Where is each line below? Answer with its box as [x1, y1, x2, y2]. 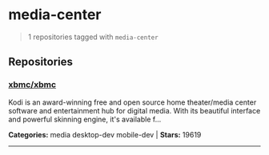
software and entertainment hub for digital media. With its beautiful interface [8, 105, 261, 115]
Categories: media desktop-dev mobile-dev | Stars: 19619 [8, 129, 202, 139]
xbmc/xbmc [8, 79, 57, 90]
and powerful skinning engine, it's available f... [8, 114, 162, 124]
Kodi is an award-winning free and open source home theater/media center [8, 97, 257, 107]
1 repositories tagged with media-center [27, 32, 159, 42]
